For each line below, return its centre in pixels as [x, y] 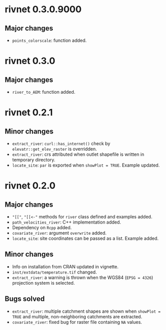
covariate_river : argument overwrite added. [59, 233]
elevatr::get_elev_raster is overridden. [55, 149]
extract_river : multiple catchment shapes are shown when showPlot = [86, 311]
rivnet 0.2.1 [29, 113]
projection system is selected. [43, 283]
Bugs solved [25, 299]
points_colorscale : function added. [49, 40]
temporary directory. [34, 160]
